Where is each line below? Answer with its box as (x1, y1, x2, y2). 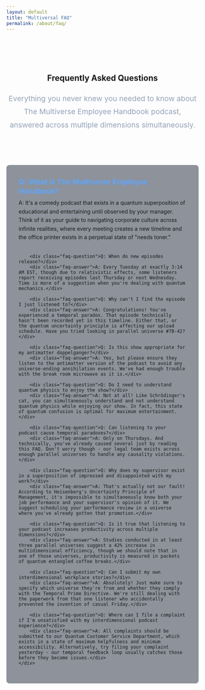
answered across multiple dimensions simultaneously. (9, 120, 196, 130)
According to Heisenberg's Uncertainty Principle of (18, 489, 156, 495)
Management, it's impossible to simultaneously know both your (18, 494, 183, 500)
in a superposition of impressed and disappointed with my (18, 473, 172, 479)
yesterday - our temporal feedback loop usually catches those (18, 650, 183, 656)
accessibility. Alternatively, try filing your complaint (18, 644, 169, 650)
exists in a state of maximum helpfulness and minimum (18, 639, 161, 645)
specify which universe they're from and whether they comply (18, 585, 180, 592)
